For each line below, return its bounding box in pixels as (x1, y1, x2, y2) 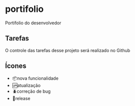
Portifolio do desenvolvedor (5, 20, 62, 26)
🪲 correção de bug (12, 88, 51, 94)
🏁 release (12, 95, 31, 101)
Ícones (5, 62, 27, 70)
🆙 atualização (12, 82, 41, 88)
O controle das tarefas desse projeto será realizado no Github (5, 47, 131, 53)
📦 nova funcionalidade (12, 75, 59, 81)
